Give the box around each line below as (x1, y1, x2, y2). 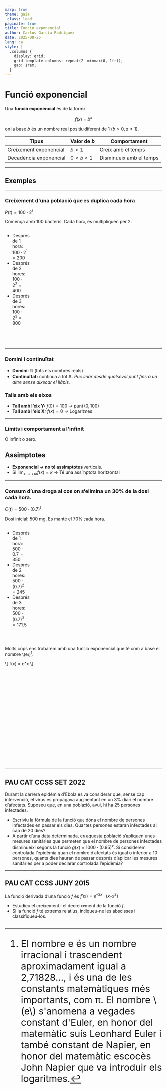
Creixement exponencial (7, 146, 65, 153)
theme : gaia (5, 12, 30, 17)
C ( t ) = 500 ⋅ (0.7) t (5, 505, 41, 512)
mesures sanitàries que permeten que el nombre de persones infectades (12, 838, 162, 844)
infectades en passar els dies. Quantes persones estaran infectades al (12, 822, 157, 828)
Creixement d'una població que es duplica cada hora (5, 197, 135, 204)
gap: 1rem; (14, 63, 37, 68)
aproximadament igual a (21, 960, 126, 972)
